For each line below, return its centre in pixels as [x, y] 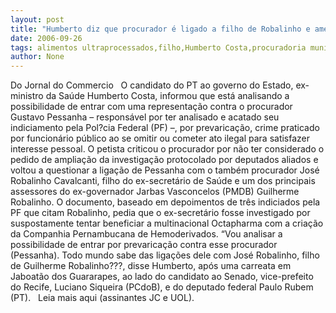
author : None [37, 57]
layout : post [37, 19]
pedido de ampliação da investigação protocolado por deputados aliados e [164, 160]
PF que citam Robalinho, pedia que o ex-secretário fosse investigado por [160, 213]
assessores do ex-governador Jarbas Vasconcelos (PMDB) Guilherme [155, 192]
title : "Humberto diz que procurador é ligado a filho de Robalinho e [160, 29]
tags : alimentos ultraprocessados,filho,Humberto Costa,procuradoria [158, 47]
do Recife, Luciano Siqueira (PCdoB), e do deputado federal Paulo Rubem [162, 287]
